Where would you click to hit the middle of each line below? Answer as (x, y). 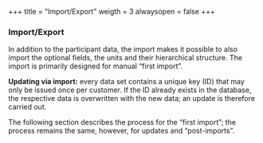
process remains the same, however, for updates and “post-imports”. (122, 131)
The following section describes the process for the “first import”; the (122, 122)
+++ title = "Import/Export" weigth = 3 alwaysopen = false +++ (112, 12)
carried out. (27, 107)
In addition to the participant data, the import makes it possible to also (123, 49)
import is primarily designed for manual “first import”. (96, 66)
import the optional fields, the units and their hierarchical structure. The (126, 58)
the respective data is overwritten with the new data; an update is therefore (131, 99)
